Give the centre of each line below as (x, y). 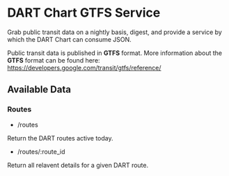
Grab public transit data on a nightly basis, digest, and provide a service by (115, 32)
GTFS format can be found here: (54, 60)
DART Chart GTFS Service (84, 13)
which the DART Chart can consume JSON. (70, 39)
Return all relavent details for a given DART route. (78, 165)
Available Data (39, 89)
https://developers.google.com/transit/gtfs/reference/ (84, 67)
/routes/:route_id (41, 152)
